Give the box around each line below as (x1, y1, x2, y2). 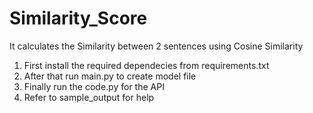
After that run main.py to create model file (23, 70, 197, 82)
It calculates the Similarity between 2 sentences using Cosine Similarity (9, 40, 304, 52)
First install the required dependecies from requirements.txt (23, 59, 270, 71)
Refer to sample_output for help (23, 91, 155, 103)
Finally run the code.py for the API (23, 80, 165, 92)
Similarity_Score (9, 7, 148, 30)
